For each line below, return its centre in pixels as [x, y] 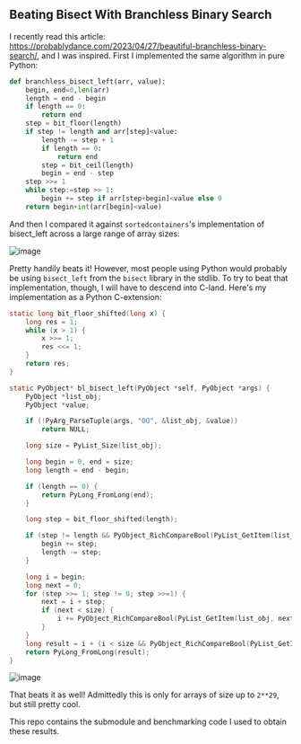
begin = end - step [78, 173]
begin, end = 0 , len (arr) [68, 90]
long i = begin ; [56, 577]
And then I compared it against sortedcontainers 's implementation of [137, 224]
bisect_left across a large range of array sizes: [95, 234]
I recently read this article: [57, 36]
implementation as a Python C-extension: [86, 297]
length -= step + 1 [78, 140]
